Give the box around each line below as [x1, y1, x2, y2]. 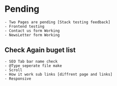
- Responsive [4, 76, 31, 81]
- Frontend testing [4, 24, 45, 29]
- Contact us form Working [4, 28, 60, 33]
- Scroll [4, 67, 23, 72]
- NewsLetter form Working [4, 32, 60, 37]
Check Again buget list [4, 46, 76, 55]
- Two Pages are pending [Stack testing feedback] [4, 20, 111, 25]
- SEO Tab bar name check [4, 59, 58, 64]
